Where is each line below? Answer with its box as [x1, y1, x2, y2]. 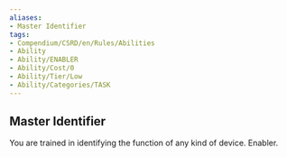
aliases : [9, 13, 42, 23]
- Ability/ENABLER [9, 55, 79, 64]
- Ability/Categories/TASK [9, 80, 111, 89]
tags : [9, 30, 30, 39]
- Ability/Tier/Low [9, 72, 83, 81]
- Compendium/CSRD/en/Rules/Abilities [9, 38, 155, 48]
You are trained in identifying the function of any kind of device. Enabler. [9, 137, 279, 149]
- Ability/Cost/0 [9, 64, 75, 73]
